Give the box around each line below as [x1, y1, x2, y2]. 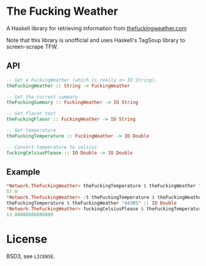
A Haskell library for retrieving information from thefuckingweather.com [6, 25, 187, 32]
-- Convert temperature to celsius [6, 144, 97, 150]
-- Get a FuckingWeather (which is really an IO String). [6, 77, 158, 83]
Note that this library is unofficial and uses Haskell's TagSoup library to [6, 36, 186, 44]
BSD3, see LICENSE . [6, 253, 55, 260]
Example [6, 167, 40, 177]
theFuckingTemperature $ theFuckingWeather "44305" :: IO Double [6, 200, 177, 206]
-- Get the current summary [6, 94, 78, 100]
